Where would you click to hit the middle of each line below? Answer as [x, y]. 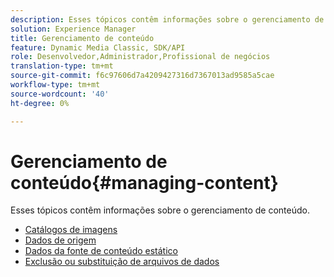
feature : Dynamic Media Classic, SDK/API [98, 47]
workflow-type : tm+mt [55, 85]
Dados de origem [60, 240]
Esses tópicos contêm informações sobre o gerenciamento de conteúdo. [160, 210]
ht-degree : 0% [40, 103]
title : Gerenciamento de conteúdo [82, 38]
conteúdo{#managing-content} [144, 182]
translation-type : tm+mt [62, 66]
